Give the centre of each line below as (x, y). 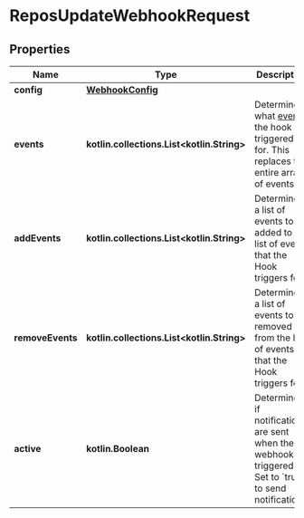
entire (267, 173)
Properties (40, 49)
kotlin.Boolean (117, 449)
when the (274, 443)
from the (273, 338)
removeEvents (46, 338)
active (28, 449)
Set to (267, 477)
